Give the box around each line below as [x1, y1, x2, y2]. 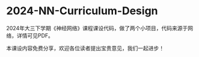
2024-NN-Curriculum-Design [6, 4, 158, 18]
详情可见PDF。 [16, 31, 54, 39]
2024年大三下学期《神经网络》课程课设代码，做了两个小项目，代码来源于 [6, 24, 188, 31]
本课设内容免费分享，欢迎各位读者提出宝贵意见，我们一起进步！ [6, 45, 164, 52]
